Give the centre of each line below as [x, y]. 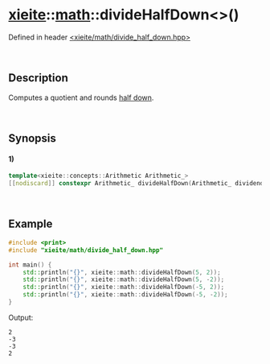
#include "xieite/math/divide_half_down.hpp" [86, 250]
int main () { [30, 265]
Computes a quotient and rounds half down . [81, 97]
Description [38, 78]
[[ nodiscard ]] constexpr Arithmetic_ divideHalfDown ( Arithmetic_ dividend [136, 184]
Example [31, 224]
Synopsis [32, 139]
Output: [21, 317]
